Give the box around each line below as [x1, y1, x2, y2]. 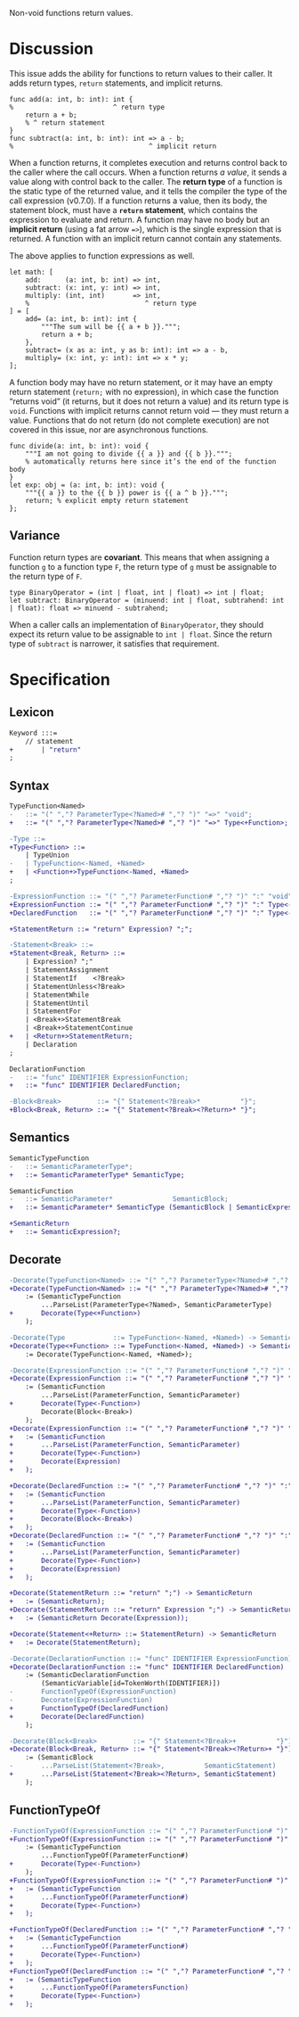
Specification [9, 669, 111, 689]
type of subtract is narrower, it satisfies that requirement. [9, 638, 220, 649]
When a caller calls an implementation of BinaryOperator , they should [9, 619, 264, 630]
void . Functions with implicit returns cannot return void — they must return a [9, 405, 289, 416]
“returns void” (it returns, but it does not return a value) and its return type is [9, 396, 289, 407]
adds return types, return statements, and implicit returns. [9, 78, 223, 88]
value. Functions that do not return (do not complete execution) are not [9, 415, 270, 425]
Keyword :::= [9, 729, 58, 737]
